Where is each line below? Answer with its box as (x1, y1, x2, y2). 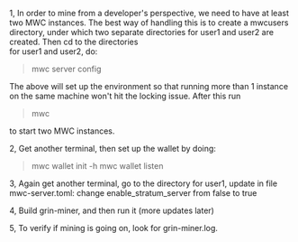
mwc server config (31, 63, 102, 74)
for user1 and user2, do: (9, 46, 98, 57)
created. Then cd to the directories (9, 36, 139, 47)
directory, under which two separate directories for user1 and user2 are (9, 27, 275, 37)
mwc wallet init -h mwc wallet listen (31, 161, 164, 171)
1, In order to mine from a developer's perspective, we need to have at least (9, 8, 290, 18)
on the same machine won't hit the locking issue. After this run (9, 90, 241, 101)
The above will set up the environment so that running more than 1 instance (9, 81, 289, 91)
